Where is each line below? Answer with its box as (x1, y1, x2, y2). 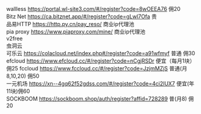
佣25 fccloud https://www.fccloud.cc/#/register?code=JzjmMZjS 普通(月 (6, 65, 188, 72)
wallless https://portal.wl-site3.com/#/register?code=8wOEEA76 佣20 (6, 5, 180, 12)
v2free (6, 35, 23, 42)
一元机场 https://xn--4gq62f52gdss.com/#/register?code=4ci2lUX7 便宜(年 (6, 80, 195, 87)
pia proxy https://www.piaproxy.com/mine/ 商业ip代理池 (6, 28, 145, 35)
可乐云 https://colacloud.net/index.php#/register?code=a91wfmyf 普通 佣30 (6, 50, 196, 56)
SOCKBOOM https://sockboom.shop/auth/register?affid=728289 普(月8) (6, 95, 188, 102)
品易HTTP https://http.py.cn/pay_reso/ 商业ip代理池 (6, 21, 134, 27)
